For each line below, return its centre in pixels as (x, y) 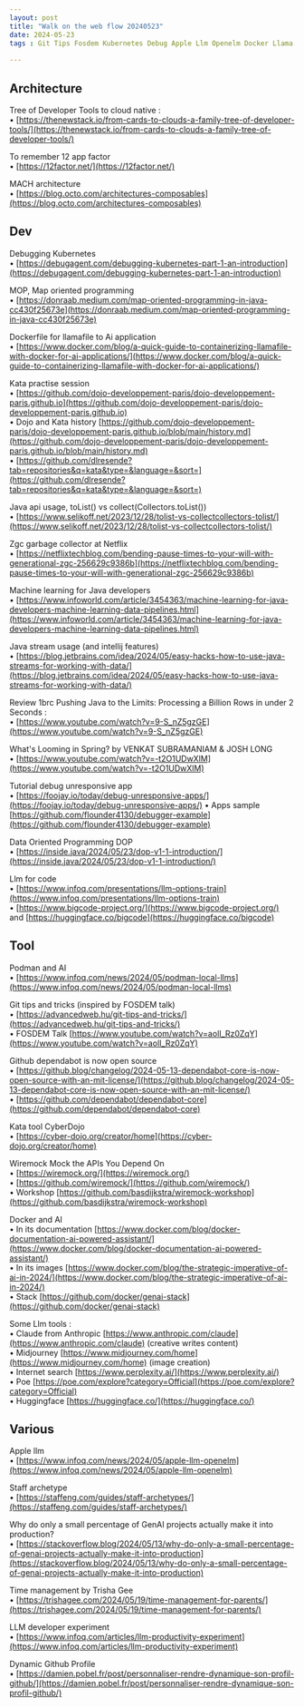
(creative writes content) (193, 1342)
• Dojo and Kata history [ (56, 422)
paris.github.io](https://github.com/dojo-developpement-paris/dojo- (137, 402)
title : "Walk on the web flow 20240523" (87, 26)
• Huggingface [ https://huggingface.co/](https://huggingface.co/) (132, 1400)
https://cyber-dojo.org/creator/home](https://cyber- (115, 1136)
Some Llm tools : (41, 1323)
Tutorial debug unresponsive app (71, 785)
